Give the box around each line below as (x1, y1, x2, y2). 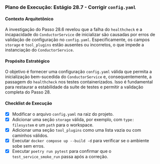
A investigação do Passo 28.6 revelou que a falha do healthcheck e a (5, 27, 143, 32)
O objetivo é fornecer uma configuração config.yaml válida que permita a (5, 69, 152, 75)
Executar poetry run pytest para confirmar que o (12, 148, 112, 154)
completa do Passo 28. (5, 89, 51, 95)
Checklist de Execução (5, 100, 52, 106)
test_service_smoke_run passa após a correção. (12, 153, 108, 159)
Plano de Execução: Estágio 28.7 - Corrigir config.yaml (5, 4, 136, 11)
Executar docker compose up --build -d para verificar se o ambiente (12, 137, 149, 143)
